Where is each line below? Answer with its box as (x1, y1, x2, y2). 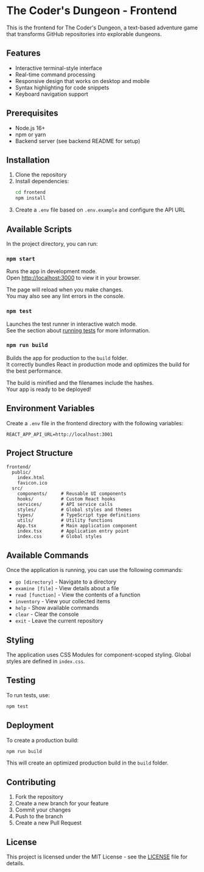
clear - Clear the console (15, 610, 79, 618)
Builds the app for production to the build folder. (6, 354, 128, 361)
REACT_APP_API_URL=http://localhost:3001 (6, 431, 113, 438)
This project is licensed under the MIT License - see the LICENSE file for (6, 853, 188, 860)
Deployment (6, 720, 54, 731)
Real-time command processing (15, 71, 96, 78)
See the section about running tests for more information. (6, 326, 150, 334)
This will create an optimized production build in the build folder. (6, 759, 169, 767)
